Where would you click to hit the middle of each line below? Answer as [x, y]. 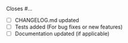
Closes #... [19, 9]
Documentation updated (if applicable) [62, 34]
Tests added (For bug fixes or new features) [69, 27]
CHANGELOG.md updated [47, 20]
